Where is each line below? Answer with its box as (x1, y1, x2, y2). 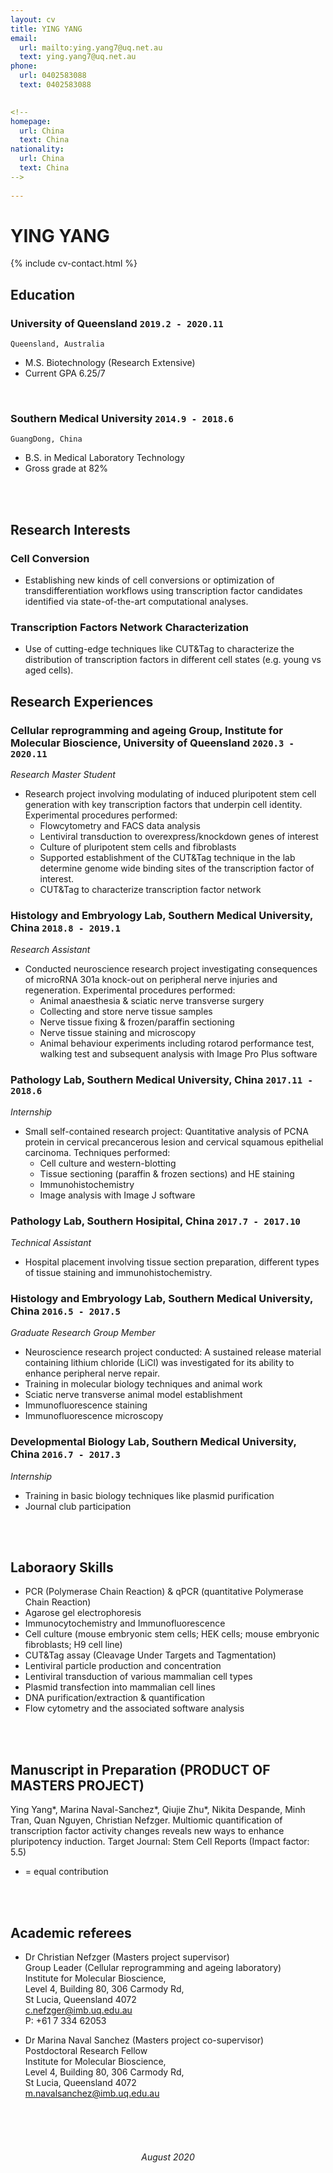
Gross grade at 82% (24, 462, 109, 475)
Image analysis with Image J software (39, 1189, 196, 1201)
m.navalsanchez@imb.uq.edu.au (24, 2087, 160, 2100)
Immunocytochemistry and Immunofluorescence (24, 1617, 226, 1630)
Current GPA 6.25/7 (24, 367, 106, 380)
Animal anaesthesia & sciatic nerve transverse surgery (39, 995, 265, 1007)
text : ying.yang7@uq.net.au (19, 52, 137, 62)
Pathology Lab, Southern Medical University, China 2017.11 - (10, 1073, 313, 1087)
